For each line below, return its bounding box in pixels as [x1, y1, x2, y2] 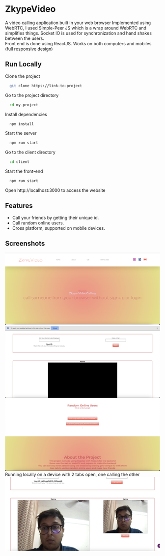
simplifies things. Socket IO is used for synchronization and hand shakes [5, 30, 152, 36]
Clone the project [5, 73, 40, 79]
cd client [9, 159, 29, 164]
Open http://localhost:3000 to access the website [5, 187, 106, 193]
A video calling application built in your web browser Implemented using [5, 20, 151, 26]
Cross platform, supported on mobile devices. [12, 225, 105, 231]
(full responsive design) [5, 46, 53, 52]
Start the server [5, 130, 37, 136]
